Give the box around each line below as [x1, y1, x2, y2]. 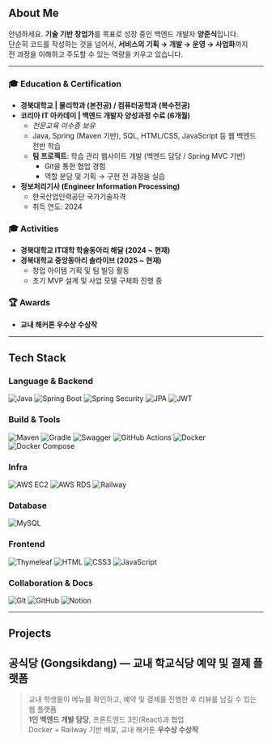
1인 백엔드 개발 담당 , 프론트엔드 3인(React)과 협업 [28, 714, 185, 724]
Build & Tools [8, 414, 61, 425]
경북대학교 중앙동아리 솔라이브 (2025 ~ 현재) [19, 255, 162, 266]
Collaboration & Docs [8, 577, 93, 588]
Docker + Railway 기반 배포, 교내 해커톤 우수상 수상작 [28, 725, 199, 735]
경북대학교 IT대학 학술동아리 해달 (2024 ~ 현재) [19, 245, 171, 255]
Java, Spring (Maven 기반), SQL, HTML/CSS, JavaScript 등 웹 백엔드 [32, 131, 257, 141]
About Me [8, 6, 59, 20]
